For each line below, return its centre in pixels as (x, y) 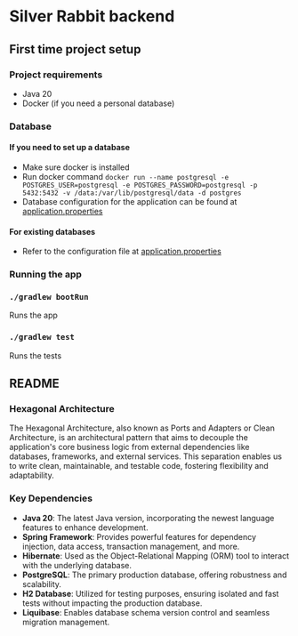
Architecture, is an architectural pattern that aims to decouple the (129, 438)
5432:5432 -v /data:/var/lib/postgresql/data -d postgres (132, 193)
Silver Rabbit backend (92, 16)
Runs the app (33, 315)
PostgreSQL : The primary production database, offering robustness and (154, 575)
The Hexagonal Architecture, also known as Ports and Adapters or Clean (142, 428)
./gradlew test (42, 337)
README (34, 384)
